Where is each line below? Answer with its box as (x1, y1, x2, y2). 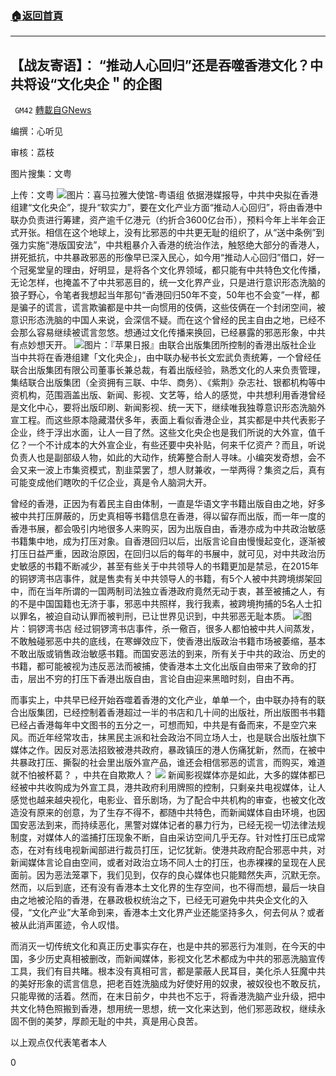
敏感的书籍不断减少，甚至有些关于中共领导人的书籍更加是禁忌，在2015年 (18, 560, 320, 572)
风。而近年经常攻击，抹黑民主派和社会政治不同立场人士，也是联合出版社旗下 (10, 732, 326, 744)
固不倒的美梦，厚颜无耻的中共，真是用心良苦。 (10, 1015, 203, 1027)
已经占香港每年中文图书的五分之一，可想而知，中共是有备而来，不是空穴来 (10, 719, 317, 731)
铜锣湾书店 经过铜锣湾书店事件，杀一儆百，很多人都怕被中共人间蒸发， (27, 623, 320, 635)
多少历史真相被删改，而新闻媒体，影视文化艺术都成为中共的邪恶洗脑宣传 (27, 953, 326, 965)
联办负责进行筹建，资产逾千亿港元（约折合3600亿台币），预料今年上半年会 (10, 214, 317, 226)
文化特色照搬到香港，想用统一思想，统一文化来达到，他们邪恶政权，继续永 (18, 1003, 326, 1015)
